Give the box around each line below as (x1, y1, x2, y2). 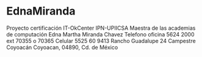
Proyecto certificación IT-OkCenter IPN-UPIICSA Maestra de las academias (6, 24, 196, 32)
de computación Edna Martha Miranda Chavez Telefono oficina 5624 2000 (6, 30, 195, 38)
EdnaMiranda (6, 4, 76, 18)
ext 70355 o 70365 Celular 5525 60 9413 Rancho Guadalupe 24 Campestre (6, 37, 197, 44)
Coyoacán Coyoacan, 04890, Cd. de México (6, 44, 118, 51)
